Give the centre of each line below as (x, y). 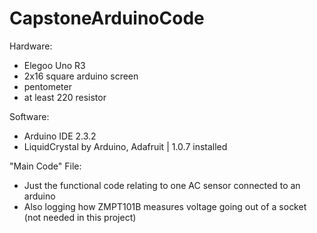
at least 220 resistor (65, 97)
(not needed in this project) (80, 217)
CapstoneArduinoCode (107, 18)
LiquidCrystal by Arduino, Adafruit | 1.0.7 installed (125, 146)
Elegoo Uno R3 (54, 65)
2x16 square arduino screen (81, 76)
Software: (29, 116)
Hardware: (31, 46)
